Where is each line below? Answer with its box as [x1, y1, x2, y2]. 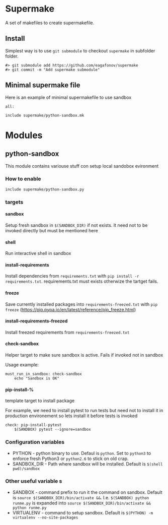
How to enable [5, 175, 41, 182]
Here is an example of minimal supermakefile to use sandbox [5, 94, 132, 100]
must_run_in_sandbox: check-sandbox [5, 371, 82, 376]
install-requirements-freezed [5, 318, 68, 324]
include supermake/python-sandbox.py [5, 187, 85, 192]
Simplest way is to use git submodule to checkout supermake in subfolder [5, 47, 155, 53]
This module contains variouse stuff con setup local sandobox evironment [5, 163, 159, 169]
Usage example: [5, 362, 39, 368]
